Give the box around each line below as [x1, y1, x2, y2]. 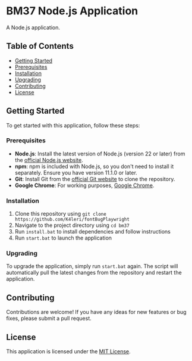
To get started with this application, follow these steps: [6, 122, 140, 129]
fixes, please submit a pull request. [6, 315, 92, 322]
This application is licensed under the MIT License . [6, 348, 131, 355]
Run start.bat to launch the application [14, 234, 112, 242]
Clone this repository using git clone [14, 210, 107, 217]
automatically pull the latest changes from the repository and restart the [6, 269, 182, 276]
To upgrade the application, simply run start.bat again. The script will [6, 263, 178, 270]
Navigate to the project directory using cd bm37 [14, 222, 130, 229]
